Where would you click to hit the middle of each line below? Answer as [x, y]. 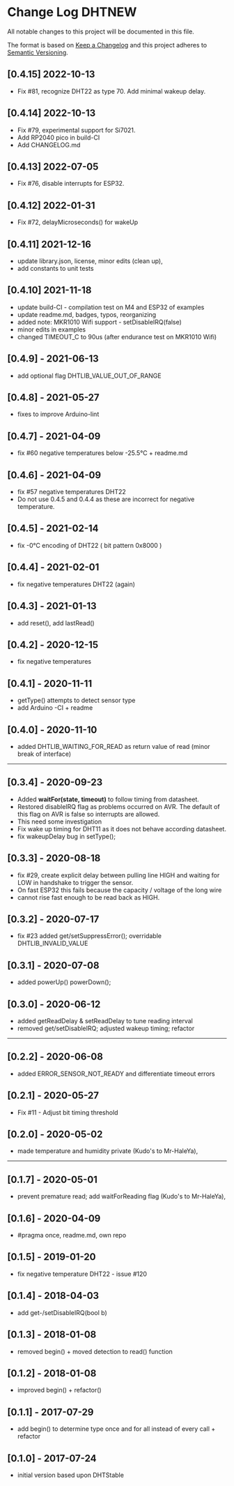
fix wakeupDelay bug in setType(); [67, 836]
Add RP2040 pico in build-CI [58, 138]
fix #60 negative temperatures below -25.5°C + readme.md [102, 453]
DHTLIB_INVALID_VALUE [53, 944]
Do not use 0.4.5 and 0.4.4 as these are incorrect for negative [106, 499]
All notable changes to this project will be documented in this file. [101, 31]
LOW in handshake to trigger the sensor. [75, 882]
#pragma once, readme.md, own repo [72, 1235]
